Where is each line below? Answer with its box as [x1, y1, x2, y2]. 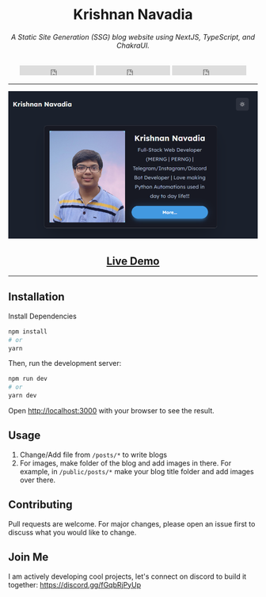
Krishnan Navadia [73, 6, 193, 24]
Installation [8, 291, 65, 304]
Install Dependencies [8, 311, 77, 321]
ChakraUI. [116, 40, 150, 50]
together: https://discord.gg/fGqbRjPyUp [8, 580, 141, 589]
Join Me [8, 550, 49, 564]
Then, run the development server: [8, 359, 122, 368]
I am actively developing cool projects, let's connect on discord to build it [8, 572, 247, 581]
